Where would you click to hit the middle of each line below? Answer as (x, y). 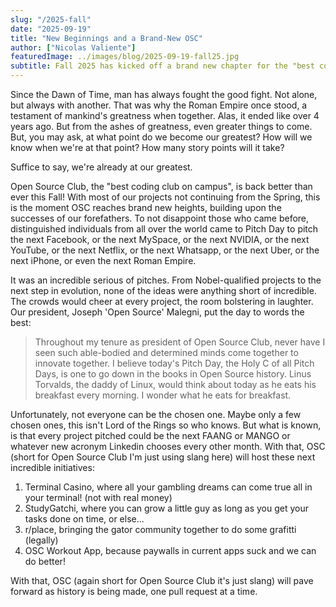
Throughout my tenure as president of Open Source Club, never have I (180, 342)
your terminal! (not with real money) (98, 497)
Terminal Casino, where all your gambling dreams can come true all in (168, 487)
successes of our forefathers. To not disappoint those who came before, (160, 218)
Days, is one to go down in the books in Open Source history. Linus (173, 374)
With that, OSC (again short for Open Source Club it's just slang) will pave (162, 580)
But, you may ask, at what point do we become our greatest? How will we (161, 137)
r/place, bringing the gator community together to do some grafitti (160, 529)
